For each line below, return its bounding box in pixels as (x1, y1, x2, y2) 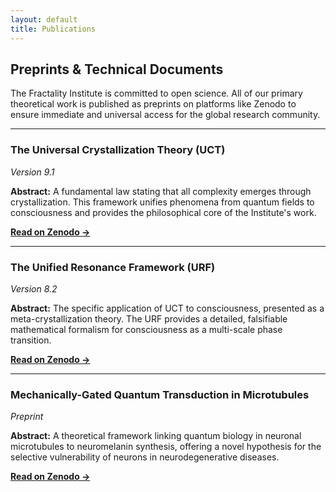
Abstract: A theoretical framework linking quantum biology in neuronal (10, 430, 302, 442)
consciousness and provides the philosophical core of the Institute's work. (10, 206, 317, 218)
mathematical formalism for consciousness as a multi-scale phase (10, 323, 283, 335)
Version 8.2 (10, 282, 58, 295)
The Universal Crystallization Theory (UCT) (10, 143, 226, 157)
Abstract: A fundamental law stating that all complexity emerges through (10, 185, 312, 197)
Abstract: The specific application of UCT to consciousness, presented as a (10, 302, 325, 314)
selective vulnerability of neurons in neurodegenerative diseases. (10, 451, 280, 463)
